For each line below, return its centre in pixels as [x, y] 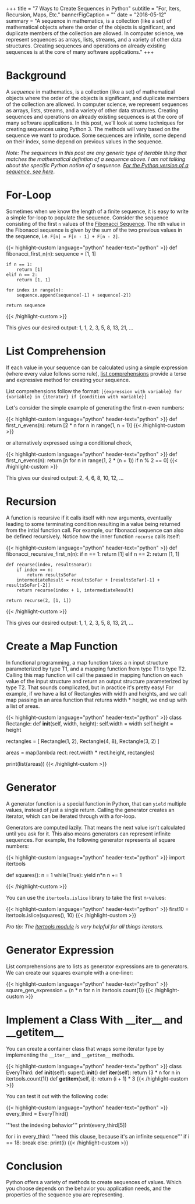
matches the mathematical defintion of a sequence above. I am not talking [96, 159]
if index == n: [35, 570]
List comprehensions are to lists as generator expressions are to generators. [97, 966]
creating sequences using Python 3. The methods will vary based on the [93, 129]
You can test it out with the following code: [57, 1096]
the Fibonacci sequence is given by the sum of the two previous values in [94, 230]
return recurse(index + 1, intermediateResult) [75, 590]
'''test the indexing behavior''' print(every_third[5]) [66, 1125]
